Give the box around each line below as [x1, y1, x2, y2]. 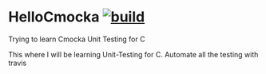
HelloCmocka [8, 8, 100, 26]
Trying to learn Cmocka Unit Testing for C [8, 34, 145, 44]
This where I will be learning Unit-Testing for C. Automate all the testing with [8, 49, 259, 59]
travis [8, 58, 27, 68]
